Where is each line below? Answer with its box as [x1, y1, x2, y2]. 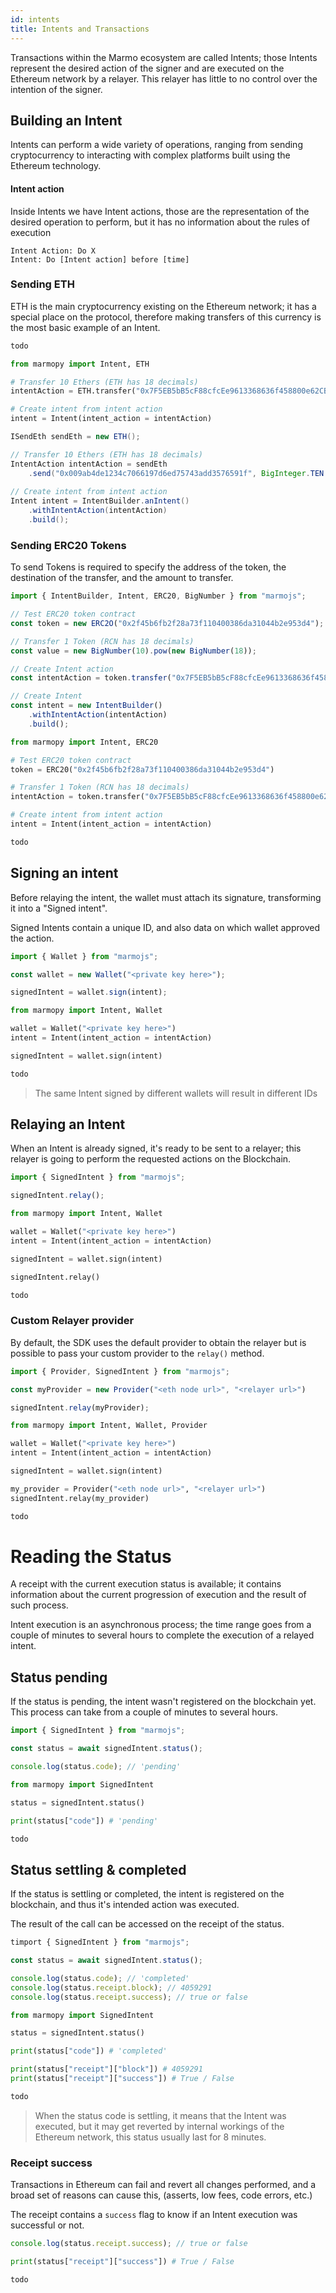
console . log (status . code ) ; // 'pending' [10, 1762, 182, 1772]
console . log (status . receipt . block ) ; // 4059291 [10, 1982, 213, 1993]
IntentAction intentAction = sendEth [10, 459, 168, 469]
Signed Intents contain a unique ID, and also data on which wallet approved [10, 921, 320, 933]
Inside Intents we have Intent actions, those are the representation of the [10, 205, 310, 217]
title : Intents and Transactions [10, 24, 150, 34]
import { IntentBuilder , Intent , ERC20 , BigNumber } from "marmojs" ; [10, 591, 307, 601]
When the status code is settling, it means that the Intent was [34, 2109, 287, 2121]
